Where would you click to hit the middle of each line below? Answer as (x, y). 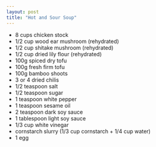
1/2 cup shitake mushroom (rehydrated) (64, 47)
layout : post (23, 12)
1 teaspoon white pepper (46, 99)
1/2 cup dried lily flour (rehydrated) (58, 54)
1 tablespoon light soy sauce (50, 118)
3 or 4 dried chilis (37, 80)
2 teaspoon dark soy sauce (49, 112)
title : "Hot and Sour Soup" (42, 18)
